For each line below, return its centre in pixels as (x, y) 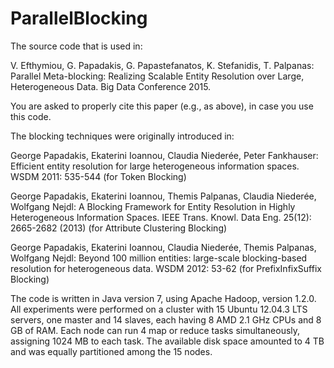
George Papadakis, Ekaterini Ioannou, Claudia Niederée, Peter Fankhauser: (164, 155)
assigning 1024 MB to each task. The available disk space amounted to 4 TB (167, 341)
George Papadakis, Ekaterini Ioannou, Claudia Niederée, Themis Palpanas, (163, 247)
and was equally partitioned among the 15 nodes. (111, 351)
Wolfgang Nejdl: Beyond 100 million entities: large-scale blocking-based (159, 258)
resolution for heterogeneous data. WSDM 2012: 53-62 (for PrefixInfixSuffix (166, 268)
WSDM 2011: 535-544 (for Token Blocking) (98, 176)
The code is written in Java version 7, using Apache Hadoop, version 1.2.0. (163, 298)
